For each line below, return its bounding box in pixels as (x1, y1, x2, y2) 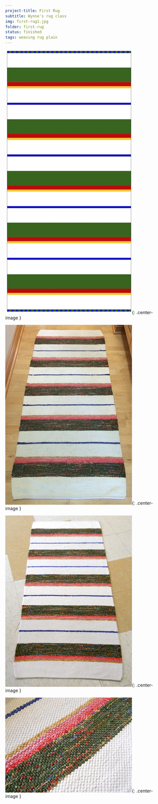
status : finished (5, 29, 42, 35)
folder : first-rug (5, 24, 44, 29)
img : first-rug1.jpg (5, 19, 49, 24)
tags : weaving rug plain (5, 35, 58, 40)
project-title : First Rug (5, 8, 60, 13)
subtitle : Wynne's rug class (5, 13, 67, 19)
